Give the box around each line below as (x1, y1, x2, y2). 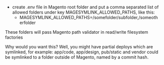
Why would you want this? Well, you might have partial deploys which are (5, 44, 153, 49)
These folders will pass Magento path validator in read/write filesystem (5, 29, 148, 35)
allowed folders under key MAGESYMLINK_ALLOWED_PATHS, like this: (12, 9, 155, 15)
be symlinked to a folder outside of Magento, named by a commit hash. (5, 54, 149, 60)
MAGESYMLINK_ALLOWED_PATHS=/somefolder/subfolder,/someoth (19, 15, 158, 20)
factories (5, 34, 23, 40)
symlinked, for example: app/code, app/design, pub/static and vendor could (5, 49, 159, 55)
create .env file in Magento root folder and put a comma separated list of (12, 4, 159, 10)
